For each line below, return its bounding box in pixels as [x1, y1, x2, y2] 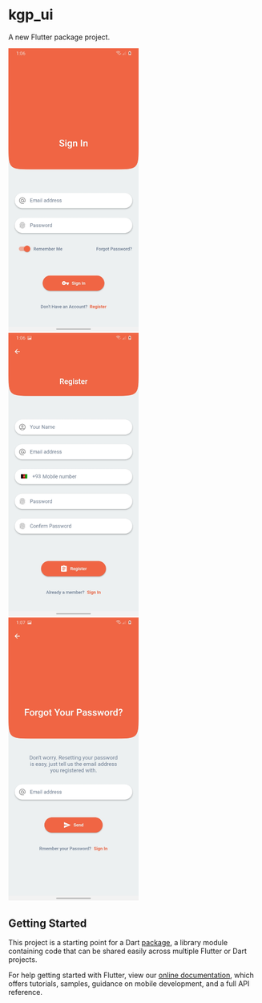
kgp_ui [8, 6, 54, 24]
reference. [8, 987, 42, 997]
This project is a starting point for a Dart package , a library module [8, 937, 228, 947]
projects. [8, 954, 38, 964]
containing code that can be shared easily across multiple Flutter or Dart [8, 946, 247, 956]
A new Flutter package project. [8, 32, 111, 42]
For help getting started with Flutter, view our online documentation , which [8, 970, 255, 980]
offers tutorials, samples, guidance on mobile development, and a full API [8, 978, 250, 989]
